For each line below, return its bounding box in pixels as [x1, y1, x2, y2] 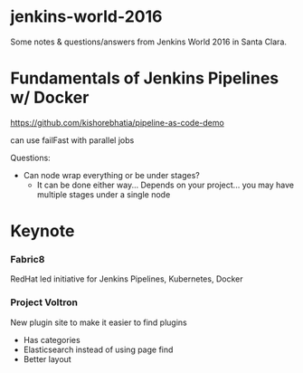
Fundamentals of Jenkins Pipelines [10, 68, 279, 89]
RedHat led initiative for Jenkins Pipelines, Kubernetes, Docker [10, 273, 243, 284]
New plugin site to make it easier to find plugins [10, 317, 188, 328]
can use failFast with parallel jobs [10, 134, 135, 146]
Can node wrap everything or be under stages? [23, 169, 200, 180]
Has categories [23, 334, 80, 345]
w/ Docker [10, 88, 90, 108]
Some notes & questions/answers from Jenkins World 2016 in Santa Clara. [10, 36, 288, 47]
